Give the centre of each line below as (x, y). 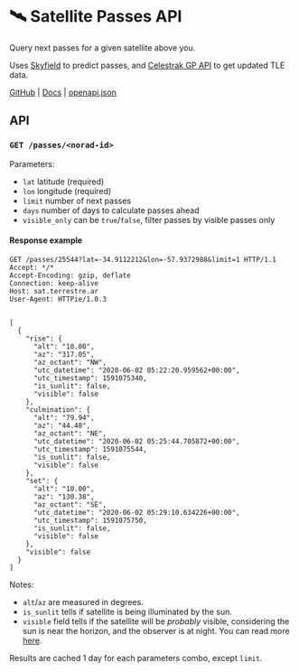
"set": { (42, 481)
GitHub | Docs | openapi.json (63, 92)
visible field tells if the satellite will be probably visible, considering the (156, 621)
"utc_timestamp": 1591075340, (90, 378)
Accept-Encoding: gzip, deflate (70, 275)
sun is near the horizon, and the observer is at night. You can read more (156, 630)
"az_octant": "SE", (70, 504)
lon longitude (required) (67, 191)
